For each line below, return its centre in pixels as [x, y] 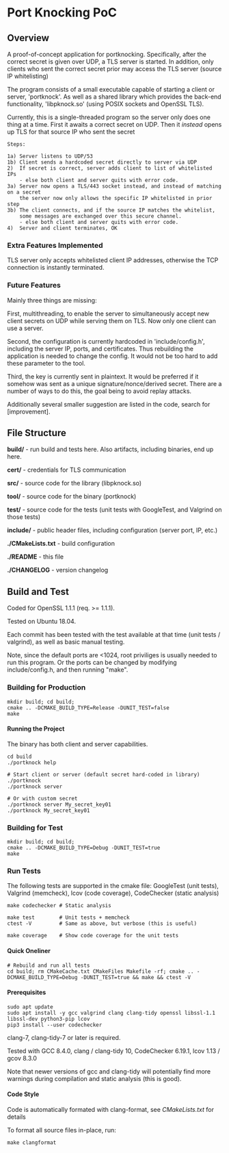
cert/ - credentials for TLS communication [67, 470]
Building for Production [46, 687]
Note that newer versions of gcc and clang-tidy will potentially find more [109, 1071]
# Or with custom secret [42, 798]
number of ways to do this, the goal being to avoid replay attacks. [99, 391]
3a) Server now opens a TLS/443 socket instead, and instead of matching [114, 186]
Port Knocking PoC [62, 13]
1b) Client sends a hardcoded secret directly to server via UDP [102, 162]
